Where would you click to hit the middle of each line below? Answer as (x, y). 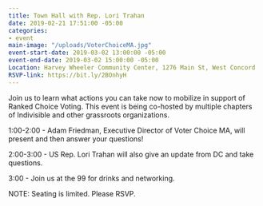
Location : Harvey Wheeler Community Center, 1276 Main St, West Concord (132, 68)
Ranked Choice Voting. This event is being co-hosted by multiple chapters (131, 106)
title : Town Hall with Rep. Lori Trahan (77, 16)
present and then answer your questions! (76, 139)
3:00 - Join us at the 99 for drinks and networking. (92, 178)
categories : (28, 30)
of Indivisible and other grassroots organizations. (89, 115)
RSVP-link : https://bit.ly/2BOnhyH (68, 75)
